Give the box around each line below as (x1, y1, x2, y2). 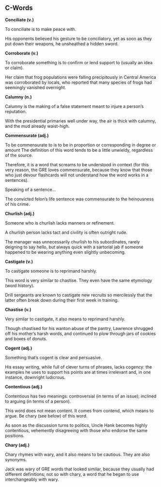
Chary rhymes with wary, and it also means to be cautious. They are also (5, 452, 150, 457)
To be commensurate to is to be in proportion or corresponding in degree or (5, 142, 156, 148)
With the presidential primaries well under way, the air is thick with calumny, (5, 118, 156, 123)
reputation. (5, 108, 27, 114)
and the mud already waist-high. (5, 123, 70, 129)
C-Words (5, 4, 33, 12)
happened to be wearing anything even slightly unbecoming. (5, 249, 126, 255)
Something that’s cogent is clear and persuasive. (5, 354, 102, 360)
